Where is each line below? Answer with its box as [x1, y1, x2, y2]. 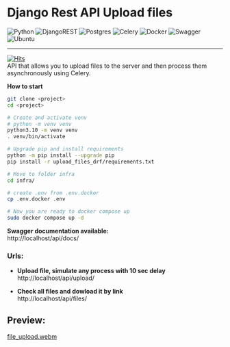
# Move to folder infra [7, 170, 75, 177]
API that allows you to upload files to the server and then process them [7, 62, 207, 70]
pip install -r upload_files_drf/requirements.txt [7, 158, 155, 165]
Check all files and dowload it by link [16, 287, 123, 296]
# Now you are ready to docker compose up [7, 208, 130, 215]
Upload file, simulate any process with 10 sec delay [16, 267, 166, 275]
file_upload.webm [7, 333, 57, 341]
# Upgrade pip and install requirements [7, 146, 125, 153]
